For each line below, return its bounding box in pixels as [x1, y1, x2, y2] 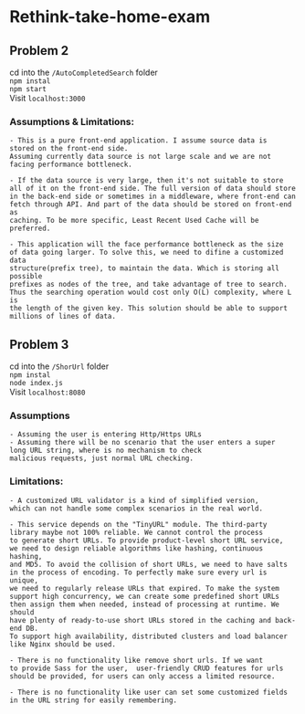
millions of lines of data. [9, 312, 117, 321]
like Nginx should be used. [9, 639, 117, 649]
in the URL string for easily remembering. [9, 696, 178, 705]
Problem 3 [9, 336, 69, 352]
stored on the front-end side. [9, 144, 129, 153]
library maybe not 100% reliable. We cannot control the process [9, 528, 263, 537]
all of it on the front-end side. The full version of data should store [9, 184, 297, 194]
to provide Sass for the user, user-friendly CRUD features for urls [9, 664, 284, 673]
